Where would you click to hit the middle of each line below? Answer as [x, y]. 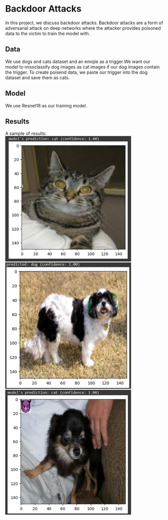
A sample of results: [26, 134]
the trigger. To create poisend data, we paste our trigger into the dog [76, 72]
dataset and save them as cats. [37, 77]
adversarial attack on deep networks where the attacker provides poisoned [83, 28]
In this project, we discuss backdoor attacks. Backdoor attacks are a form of [84, 23]
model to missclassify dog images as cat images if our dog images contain [82, 67]
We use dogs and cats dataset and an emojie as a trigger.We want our [78, 62]
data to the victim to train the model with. [48, 33]
